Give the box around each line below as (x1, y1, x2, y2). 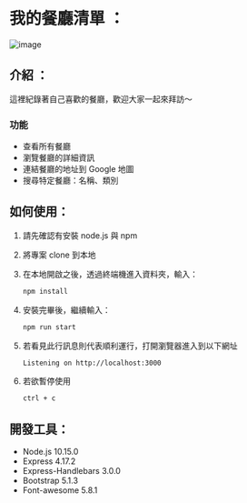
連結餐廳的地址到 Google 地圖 (22, 164, 134, 175)
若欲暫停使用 (22, 376, 71, 387)
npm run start (22, 322, 76, 332)
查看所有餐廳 (22, 141, 71, 152)
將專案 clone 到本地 (22, 249, 96, 260)
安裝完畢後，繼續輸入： (22, 304, 111, 315)
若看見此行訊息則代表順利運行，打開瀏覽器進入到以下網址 (22, 340, 238, 351)
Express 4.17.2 (22, 456, 76, 467)
